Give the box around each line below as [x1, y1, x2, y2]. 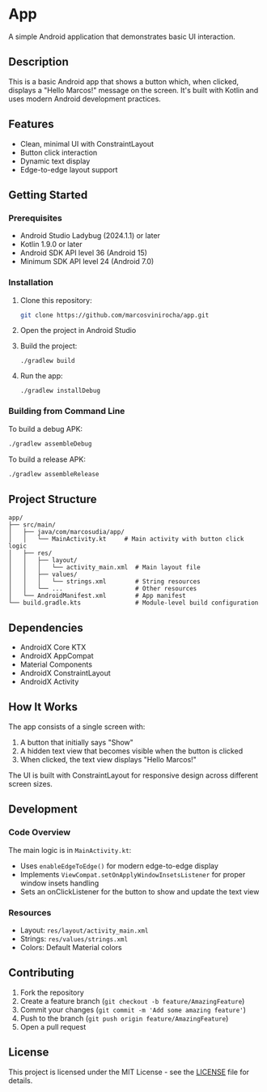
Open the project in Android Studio [19, 326, 137, 335]
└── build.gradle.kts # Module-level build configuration [8, 599, 259, 608]
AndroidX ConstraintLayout [19, 668, 111, 678]
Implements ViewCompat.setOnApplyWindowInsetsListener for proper [19, 869, 246, 879]
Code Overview [8, 827, 71, 838]
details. [8, 1075, 33, 1086]
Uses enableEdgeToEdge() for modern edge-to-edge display [19, 860, 218, 871]
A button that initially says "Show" [19, 737, 133, 747]
